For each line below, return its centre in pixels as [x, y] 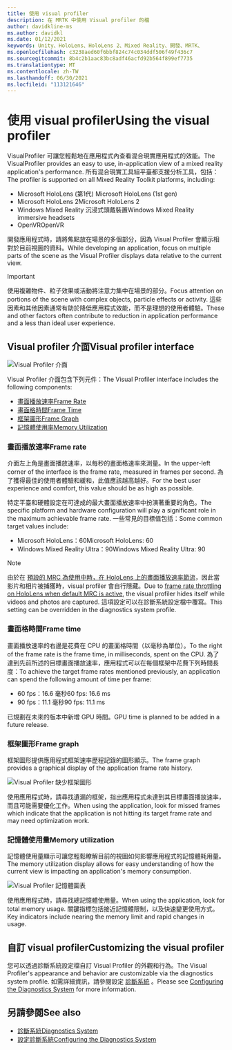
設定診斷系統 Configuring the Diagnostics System [87, 1039]
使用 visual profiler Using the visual [108, 121]
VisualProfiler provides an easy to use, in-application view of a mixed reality [115, 164]
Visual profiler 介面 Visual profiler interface [101, 347]
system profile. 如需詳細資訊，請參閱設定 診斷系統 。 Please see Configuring [116, 982]
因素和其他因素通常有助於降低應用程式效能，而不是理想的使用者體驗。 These [116, 308]
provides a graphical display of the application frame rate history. [100, 768]
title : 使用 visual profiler [48, 13]
